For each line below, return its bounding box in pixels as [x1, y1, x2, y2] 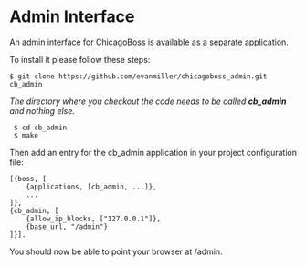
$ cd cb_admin [13, 123, 68, 132]
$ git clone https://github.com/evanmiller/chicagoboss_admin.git [9, 71, 268, 81]
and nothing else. [9, 105, 76, 116]
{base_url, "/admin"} [26, 221, 108, 231]
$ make [13, 130, 39, 140]
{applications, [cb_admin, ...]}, [26, 182, 157, 191]
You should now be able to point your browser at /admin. [9, 246, 223, 257]
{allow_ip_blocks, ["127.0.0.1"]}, [26, 214, 162, 223]
